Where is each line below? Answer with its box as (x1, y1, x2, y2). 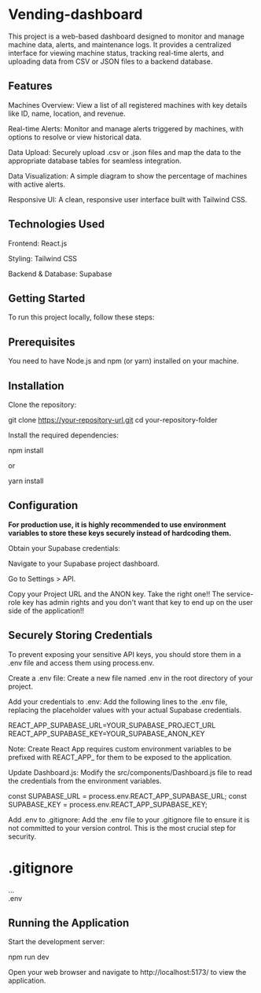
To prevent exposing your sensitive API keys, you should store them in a (8, 649, 241, 659)
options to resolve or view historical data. (8, 132, 142, 142)
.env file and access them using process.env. (8, 658, 155, 667)
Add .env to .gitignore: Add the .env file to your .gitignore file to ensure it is (8, 814, 250, 824)
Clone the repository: (8, 400, 77, 409)
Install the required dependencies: (8, 430, 119, 440)
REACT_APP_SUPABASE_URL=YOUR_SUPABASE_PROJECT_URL (8, 720, 216, 729)
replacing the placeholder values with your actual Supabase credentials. (8, 705, 242, 714)
